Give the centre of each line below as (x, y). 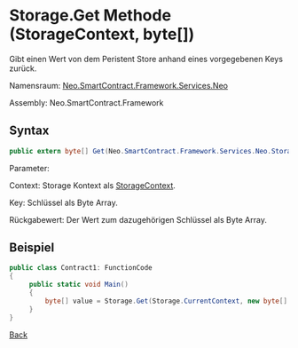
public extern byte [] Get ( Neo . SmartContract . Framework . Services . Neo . (141, 151)
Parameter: (30, 168)
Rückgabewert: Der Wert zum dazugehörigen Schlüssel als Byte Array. (138, 219)
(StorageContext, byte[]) (102, 34)
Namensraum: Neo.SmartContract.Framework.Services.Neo (119, 85)
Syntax (29, 131)
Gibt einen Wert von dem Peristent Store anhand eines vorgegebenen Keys (146, 59)
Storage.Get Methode (90, 16)
